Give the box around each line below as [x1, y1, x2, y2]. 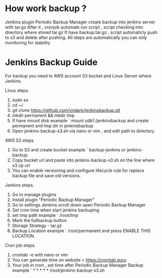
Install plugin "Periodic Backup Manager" [12, 197, 95, 203]
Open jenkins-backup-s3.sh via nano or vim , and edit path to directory [12, 128, 155, 134]
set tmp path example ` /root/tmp [12, 212, 79, 218]
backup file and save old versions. [12, 172, 81, 178]
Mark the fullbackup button [12, 217, 67, 223]
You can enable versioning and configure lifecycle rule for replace [12, 167, 144, 173]
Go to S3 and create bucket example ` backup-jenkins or [12, 147, 126, 152]
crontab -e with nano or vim [12, 252, 68, 258]
